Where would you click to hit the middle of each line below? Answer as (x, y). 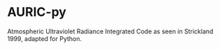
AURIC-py (37, 12)
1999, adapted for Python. (45, 38)
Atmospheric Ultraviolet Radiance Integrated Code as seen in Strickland (110, 31)
